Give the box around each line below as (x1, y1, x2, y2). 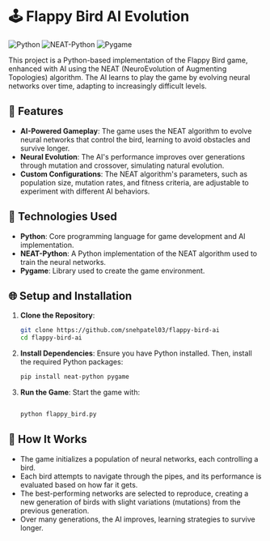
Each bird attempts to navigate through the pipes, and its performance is (19, 471, 262, 481)
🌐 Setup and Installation (8, 289, 133, 303)
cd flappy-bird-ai (19, 334, 82, 342)
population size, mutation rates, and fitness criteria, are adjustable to (19, 177, 249, 187)
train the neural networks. (19, 257, 107, 266)
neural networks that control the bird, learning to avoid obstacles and (19, 134, 251, 144)
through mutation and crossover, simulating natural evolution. (19, 160, 225, 170)
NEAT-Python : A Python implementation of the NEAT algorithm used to (19, 249, 258, 258)
